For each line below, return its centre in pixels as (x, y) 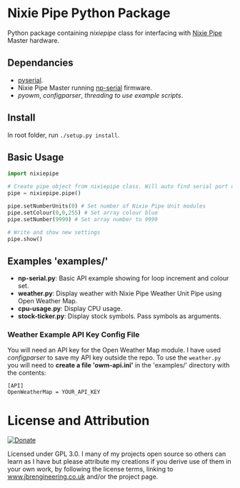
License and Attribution (79, 421)
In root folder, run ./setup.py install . (64, 135)
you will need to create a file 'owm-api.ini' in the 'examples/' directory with (119, 365)
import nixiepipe (33, 174)
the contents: (27, 373)
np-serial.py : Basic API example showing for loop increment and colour (123, 278)
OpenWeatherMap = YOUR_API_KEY (54, 392)
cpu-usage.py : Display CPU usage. (70, 309)
